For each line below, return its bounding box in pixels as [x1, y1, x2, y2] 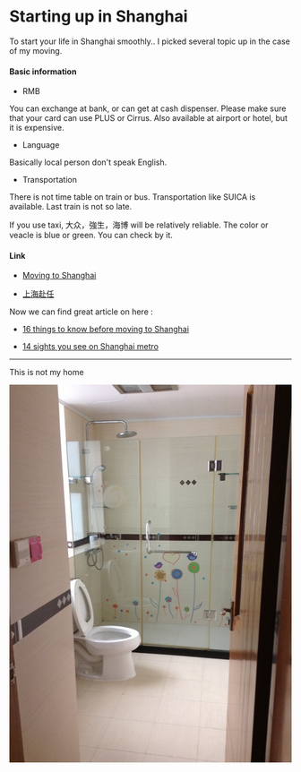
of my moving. [9, 45, 63, 56]
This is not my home [9, 367, 84, 378]
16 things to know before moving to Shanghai [21, 324, 190, 335]
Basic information [9, 65, 77, 77]
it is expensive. [9, 123, 64, 133]
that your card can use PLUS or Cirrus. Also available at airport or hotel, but [9, 113, 288, 124]
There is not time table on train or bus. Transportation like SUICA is [9, 192, 256, 202]
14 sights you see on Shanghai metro [21, 341, 159, 352]
